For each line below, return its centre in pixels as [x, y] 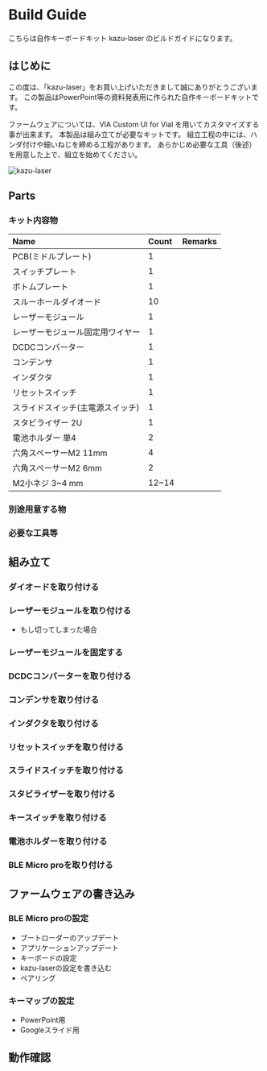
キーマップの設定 [41, 1001]
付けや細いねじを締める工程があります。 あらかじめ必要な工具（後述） [139, 144]
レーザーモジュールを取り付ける [70, 610]
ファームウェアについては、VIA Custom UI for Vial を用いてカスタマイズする [134, 124]
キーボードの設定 [48, 957]
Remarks [199, 242]
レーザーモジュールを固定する [66, 652]
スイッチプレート [45, 272]
